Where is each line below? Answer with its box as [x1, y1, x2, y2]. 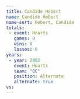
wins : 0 [13, 41, 33, 47]
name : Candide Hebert [6, 14, 59, 20]
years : [6, 52, 22, 58]
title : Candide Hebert [6, 8, 61, 15]
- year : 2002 [8, 57, 41, 63]
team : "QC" [13, 68, 41, 74]
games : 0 [13, 36, 35, 41]
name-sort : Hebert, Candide [6, 19, 75, 25]
